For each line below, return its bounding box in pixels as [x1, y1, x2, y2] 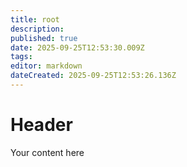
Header [10, 114, 73, 136]
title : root [10, 14, 60, 25]
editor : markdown [10, 61, 83, 71]
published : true [10, 33, 78, 43]
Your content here [10, 146, 85, 158]
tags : [10, 52, 33, 62]
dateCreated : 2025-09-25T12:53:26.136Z [10, 71, 177, 81]
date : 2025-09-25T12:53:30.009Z [10, 42, 145, 53]
